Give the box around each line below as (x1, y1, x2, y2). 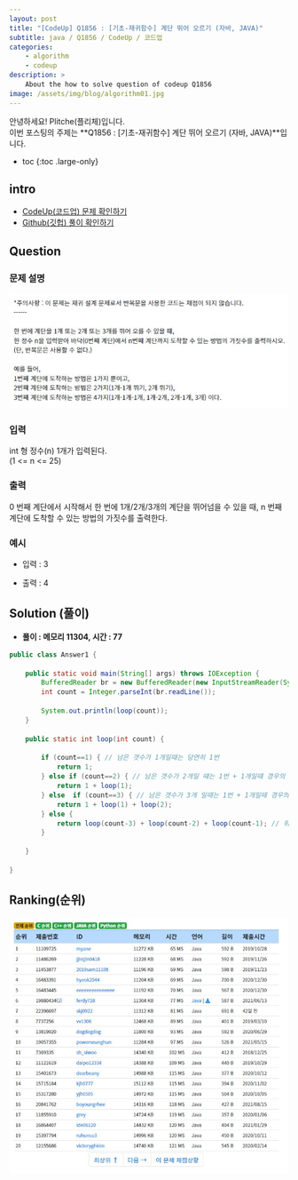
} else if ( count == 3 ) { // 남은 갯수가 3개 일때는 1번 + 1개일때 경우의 (41, 791, 290, 800)
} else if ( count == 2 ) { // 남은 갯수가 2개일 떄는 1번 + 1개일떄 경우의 (41, 772, 286, 781)
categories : (9, 43, 53, 52)
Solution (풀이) (9, 606, 90, 621)
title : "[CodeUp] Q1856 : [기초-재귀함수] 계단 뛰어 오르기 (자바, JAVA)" (9, 23, 263, 33)
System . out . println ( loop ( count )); (41, 706, 169, 715)
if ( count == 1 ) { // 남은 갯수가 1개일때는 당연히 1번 (41, 753, 220, 762)
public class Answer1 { (9, 650, 98, 659)
